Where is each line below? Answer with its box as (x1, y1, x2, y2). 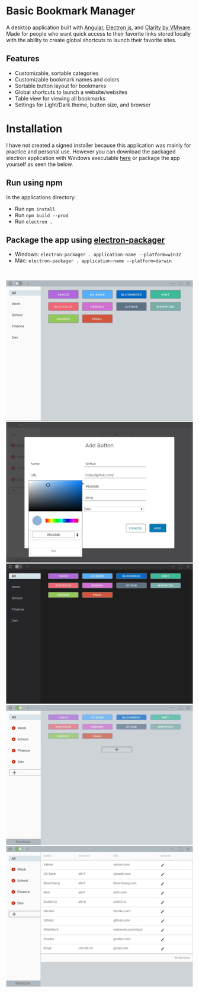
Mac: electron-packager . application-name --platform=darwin (14, 257, 172, 264)
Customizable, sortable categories (14, 70, 99, 77)
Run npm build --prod (14, 211, 69, 218)
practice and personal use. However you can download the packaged (6, 147, 176, 155)
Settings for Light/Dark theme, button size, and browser (14, 101, 151, 108)
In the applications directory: (6, 193, 76, 200)
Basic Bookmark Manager (6, 4, 136, 18)
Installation (6, 122, 63, 135)
